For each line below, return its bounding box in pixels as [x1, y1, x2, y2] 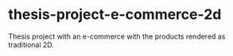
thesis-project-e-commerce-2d [8, 6, 222, 24]
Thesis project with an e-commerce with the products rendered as [8, 32, 226, 41]
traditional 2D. [8, 39, 54, 49]
